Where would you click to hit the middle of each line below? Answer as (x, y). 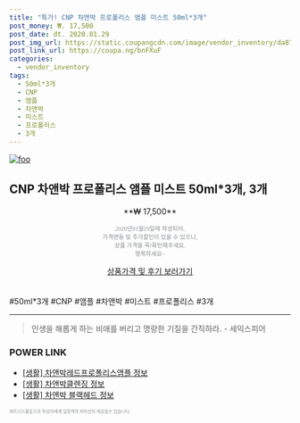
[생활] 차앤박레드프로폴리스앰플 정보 (85, 372)
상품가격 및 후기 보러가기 (150, 271)
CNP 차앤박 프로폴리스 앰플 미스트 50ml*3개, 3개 (138, 190)
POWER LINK (38, 352)
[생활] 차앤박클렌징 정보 (63, 384)
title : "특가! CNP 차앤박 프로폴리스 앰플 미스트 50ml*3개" (108, 17)
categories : (31, 59)
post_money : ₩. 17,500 (51, 26)
